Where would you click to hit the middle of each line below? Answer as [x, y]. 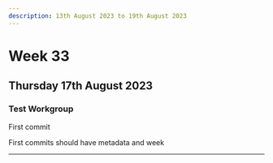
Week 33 [39, 56]
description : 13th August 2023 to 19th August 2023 [97, 16]
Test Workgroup [41, 109]
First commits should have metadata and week [87, 142]
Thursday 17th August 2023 [80, 86]
